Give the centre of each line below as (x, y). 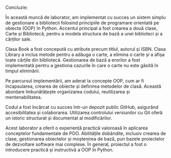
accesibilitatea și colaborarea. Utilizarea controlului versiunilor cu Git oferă (84, 113)
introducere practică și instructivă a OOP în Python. (60, 150)
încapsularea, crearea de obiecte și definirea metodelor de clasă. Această (83, 86)
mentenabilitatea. (24, 97)
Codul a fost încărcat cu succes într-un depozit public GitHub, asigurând (82, 107)
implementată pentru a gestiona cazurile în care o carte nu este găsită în (82, 65)
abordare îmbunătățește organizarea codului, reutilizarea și (68, 92)
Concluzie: (17, 7)
